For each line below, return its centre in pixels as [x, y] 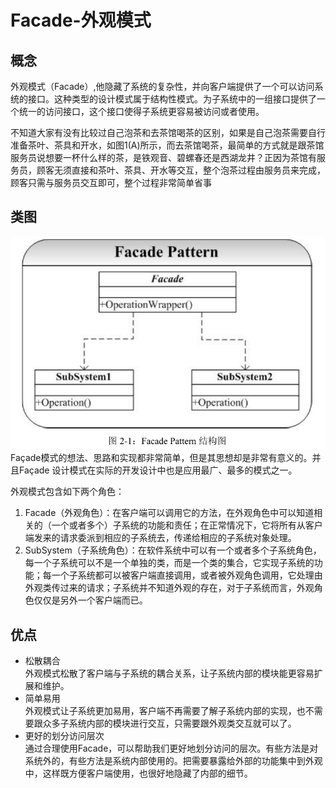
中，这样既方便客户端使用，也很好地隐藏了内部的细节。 [138, 773]
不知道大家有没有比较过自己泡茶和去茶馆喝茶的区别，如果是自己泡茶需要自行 [168, 132]
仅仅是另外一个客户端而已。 [90, 600]
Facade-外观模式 [81, 20]
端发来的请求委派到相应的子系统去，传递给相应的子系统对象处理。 [160, 538]
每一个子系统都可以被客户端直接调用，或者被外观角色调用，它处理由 [182, 575]
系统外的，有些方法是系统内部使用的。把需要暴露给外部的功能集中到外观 [173, 760]
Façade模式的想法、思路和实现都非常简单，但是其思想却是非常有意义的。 [161, 458]
